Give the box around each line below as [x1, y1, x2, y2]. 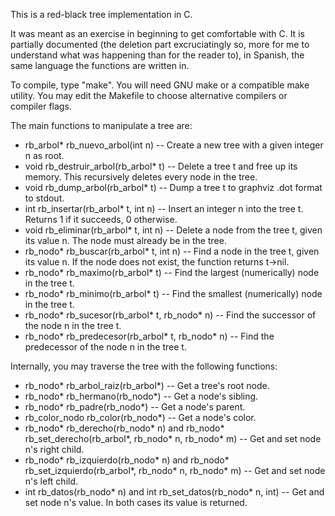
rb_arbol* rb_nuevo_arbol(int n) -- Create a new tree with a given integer [24, 139, 324, 151]
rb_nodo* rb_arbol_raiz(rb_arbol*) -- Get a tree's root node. [24, 380, 270, 391]
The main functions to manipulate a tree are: [10, 120, 193, 131]
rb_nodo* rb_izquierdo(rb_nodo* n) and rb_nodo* [24, 454, 230, 466]
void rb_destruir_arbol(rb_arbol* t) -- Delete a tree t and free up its [24, 160, 298, 172]
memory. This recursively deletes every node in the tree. [24, 171, 258, 183]
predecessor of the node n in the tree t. [24, 341, 187, 353]
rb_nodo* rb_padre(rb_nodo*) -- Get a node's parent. [24, 401, 246, 413]
